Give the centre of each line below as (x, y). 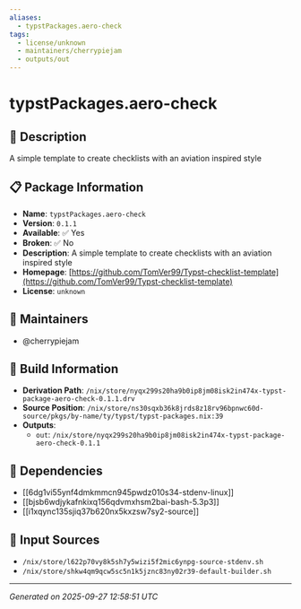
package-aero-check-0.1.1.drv (79, 399)
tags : (19, 34)
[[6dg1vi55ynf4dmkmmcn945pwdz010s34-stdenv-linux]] (128, 492)
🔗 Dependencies (56, 470)
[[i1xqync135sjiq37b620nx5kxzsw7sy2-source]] (111, 511)
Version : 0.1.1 (50, 223)
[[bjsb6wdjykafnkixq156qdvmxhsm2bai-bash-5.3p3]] (120, 502)
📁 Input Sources (55, 539)
